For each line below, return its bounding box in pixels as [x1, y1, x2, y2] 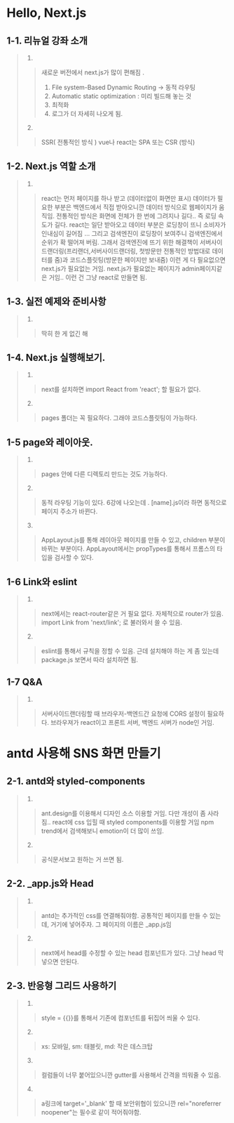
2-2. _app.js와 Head [6, 878, 94, 890]
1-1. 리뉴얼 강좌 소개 [6, 34, 88, 46]
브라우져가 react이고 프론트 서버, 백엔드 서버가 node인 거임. [50, 718, 214, 726]
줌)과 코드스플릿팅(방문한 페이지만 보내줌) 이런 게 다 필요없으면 [54, 255, 226, 264]
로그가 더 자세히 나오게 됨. [51, 110, 123, 117]
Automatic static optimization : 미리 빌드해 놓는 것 [51, 92, 192, 100]
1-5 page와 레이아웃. [6, 436, 93, 448]
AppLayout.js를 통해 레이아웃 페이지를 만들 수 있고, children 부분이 [41, 536, 226, 544]
